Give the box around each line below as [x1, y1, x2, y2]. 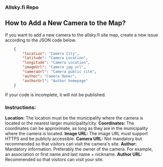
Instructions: [5, 104, 36, 111]
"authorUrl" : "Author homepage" [22, 78, 89, 83]
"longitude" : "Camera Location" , [22, 60, 91, 65]
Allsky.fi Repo [5, 4, 39, 11]
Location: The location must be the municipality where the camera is [5, 115, 144, 121]
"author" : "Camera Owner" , [22, 74, 77, 79]
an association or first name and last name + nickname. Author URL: [5, 151, 143, 157]
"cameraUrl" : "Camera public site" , [22, 69, 97, 74]
